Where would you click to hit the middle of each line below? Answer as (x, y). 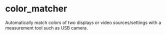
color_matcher (36, 9)
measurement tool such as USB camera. (47, 27)
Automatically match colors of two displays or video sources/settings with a (83, 22)
